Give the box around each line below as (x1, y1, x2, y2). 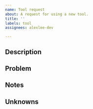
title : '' (5, 16, 25, 21)
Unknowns (5, 97, 39, 106)
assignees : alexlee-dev (5, 25, 54, 30)
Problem (5, 64, 32, 72)
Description (5, 47, 42, 56)
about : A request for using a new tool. (5, 12, 89, 17)
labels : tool (5, 21, 32, 26)
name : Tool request (5, 7, 45, 12)
